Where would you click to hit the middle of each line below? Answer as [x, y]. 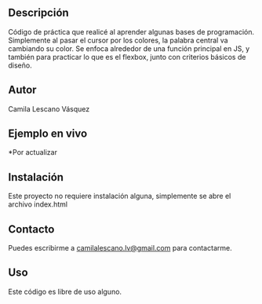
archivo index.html [38, 204]
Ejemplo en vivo [48, 134]
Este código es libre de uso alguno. [65, 291]
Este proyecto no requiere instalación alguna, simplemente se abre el [120, 196]
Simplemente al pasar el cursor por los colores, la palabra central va [118, 40]
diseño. [20, 65]
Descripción [38, 13]
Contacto [31, 229]
